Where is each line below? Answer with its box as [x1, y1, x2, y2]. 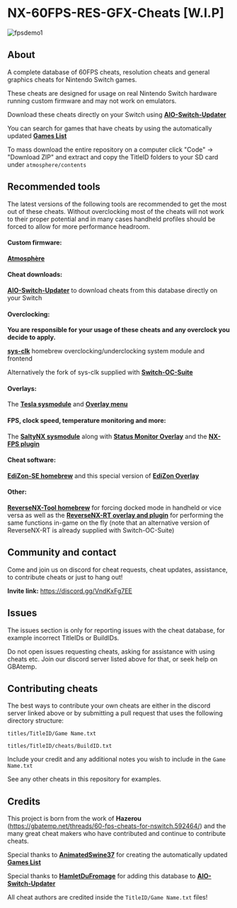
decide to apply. [7, 333, 56, 341]
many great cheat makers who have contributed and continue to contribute [7, 829, 226, 838]
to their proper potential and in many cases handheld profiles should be [7, 215, 216, 223]
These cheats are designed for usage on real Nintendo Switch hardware [7, 89, 217, 97]
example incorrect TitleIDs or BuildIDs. [7, 633, 120, 642]
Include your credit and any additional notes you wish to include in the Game [7, 755, 226, 764]
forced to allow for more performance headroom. [7, 222, 151, 231]
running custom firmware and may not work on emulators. [7, 96, 177, 105]
